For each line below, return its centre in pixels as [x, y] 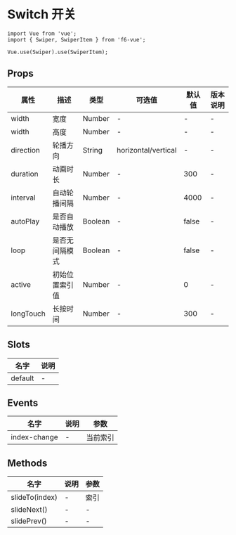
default [22, 378]
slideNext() [29, 510]
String [93, 150]
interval [23, 198]
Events [23, 402]
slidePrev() [29, 521]
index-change [34, 437]
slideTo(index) [34, 498]
